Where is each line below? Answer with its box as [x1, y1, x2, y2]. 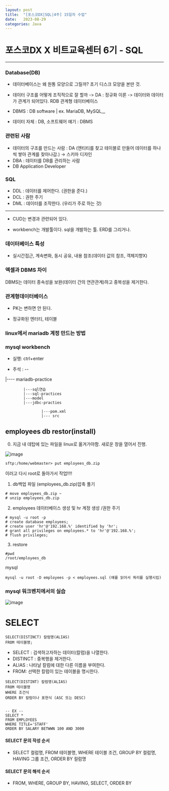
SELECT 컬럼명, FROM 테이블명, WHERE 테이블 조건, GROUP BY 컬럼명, [12, 750, 157, 756]
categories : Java [5, 21, 42, 27]
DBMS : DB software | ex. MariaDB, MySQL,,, [12, 108, 106, 114]
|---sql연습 [23, 387, 46, 392]
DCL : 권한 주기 [12, 194, 43, 200]
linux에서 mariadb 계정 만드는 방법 [5, 329, 86, 336]
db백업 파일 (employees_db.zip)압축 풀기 [12, 481, 96, 487]
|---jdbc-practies [23, 400, 62, 405]
